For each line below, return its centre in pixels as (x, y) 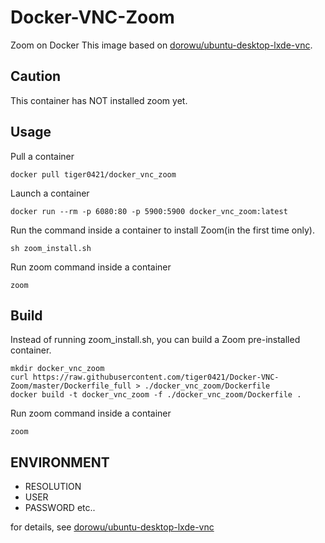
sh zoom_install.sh (51, 248)
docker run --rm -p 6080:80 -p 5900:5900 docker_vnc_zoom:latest (149, 211)
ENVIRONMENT (60, 462)
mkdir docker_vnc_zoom (57, 369)
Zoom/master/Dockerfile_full (71, 386)
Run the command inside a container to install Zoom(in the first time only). (162, 230)
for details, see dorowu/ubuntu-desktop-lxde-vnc (112, 527)
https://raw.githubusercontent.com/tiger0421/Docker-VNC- (156, 377)
